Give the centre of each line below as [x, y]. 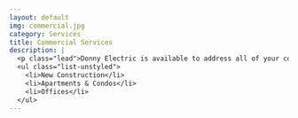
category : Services [45, 34]
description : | [37, 51]
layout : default [39, 17]
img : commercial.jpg [47, 26]
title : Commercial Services [61, 42]
